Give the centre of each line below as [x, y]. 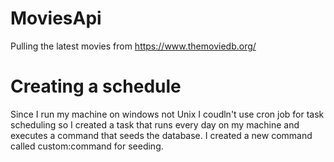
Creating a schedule [96, 86]
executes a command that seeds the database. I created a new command [161, 135]
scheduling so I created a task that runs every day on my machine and [155, 124]
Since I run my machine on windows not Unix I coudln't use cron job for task [167, 114]
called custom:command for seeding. [87, 146]
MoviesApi [56, 18]
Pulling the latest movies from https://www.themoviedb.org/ [133, 46]
